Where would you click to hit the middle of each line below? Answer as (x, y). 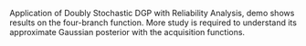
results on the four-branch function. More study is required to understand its (153, 23)
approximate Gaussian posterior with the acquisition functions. (127, 32)
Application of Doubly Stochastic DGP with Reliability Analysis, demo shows (152, 13)
